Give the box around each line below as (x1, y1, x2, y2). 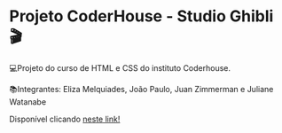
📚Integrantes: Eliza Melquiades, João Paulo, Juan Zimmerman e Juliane (9, 83, 274, 94)
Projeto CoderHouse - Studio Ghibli (9, 6, 274, 27)
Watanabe (9, 96, 47, 107)
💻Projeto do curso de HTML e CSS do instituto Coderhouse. (9, 62, 231, 73)
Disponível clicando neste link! (9, 113, 121, 124)
